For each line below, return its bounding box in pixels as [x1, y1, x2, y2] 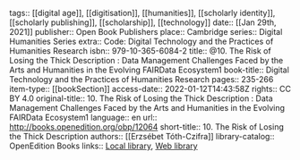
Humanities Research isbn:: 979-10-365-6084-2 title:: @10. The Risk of [9, 46, 271, 56]
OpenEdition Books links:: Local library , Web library [9, 140, 199, 151]
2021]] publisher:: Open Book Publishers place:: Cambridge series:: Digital [9, 27, 283, 37]
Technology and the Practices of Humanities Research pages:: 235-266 [9, 74, 274, 84]
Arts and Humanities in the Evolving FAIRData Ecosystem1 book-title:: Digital [9, 64, 289, 75]
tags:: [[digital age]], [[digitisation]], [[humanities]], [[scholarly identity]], [9, 8, 276, 18]
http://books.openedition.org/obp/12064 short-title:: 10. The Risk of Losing [9, 122, 285, 132]
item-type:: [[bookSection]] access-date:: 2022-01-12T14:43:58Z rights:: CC [9, 84, 291, 94]
